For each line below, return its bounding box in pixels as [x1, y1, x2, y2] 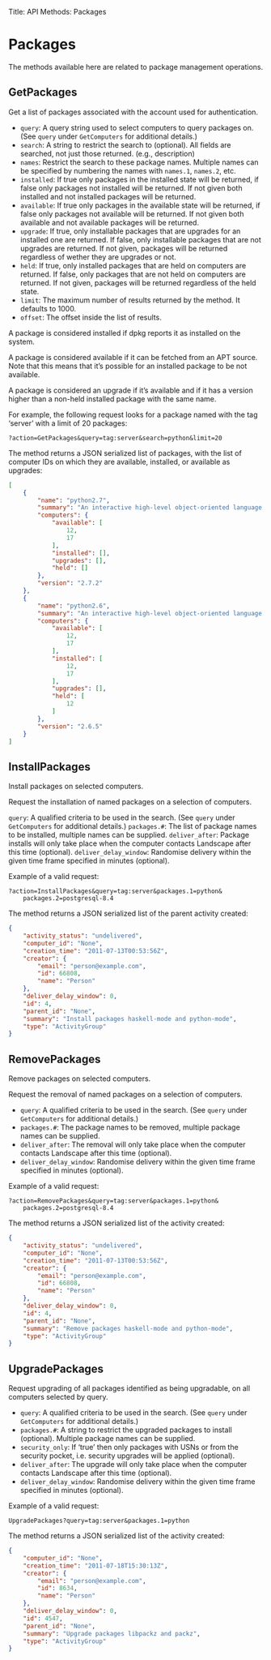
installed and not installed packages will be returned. [19, 191, 197, 201]
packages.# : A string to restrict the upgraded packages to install [19, 1425, 232, 1435]
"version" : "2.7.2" [37, 579, 104, 587]
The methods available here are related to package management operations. [8, 62, 264, 71]
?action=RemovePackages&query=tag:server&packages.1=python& [8, 1197, 219, 1205]
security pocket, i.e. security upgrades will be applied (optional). [19, 1451, 235, 1461]
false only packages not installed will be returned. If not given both [19, 182, 243, 193]
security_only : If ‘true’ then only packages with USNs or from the [19, 1443, 239, 1452]
